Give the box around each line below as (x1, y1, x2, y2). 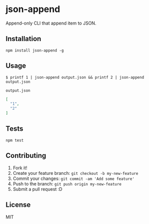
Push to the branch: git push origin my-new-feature (12, 180, 122, 186)
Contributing (5, 151, 46, 160)
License (5, 200, 31, 209)
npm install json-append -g (5, 48, 64, 53)
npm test (5, 138, 24, 143)
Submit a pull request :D (12, 186, 63, 192)
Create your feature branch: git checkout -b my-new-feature (12, 170, 139, 176)
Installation (5, 35, 41, 43)
